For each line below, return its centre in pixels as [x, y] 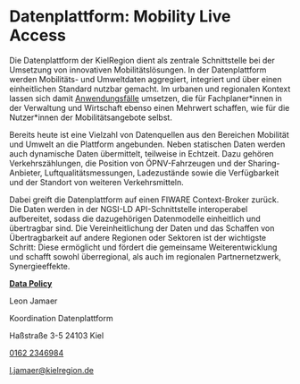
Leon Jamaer [33, 301]
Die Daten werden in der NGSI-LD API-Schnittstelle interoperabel [129, 209]
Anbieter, [26, 173]
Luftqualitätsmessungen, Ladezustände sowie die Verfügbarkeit [162, 173]
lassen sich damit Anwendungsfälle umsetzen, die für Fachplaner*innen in [146, 98]
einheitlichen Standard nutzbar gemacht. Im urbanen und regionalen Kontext [150, 89]
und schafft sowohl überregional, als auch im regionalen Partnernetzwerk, [145, 256]
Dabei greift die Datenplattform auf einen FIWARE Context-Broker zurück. [144, 200]
